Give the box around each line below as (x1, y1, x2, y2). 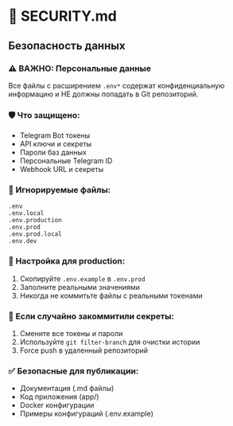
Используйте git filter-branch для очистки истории (19, 338, 200, 347)
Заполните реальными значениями (19, 282, 141, 291)
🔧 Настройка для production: (8, 256, 126, 267)
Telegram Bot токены (19, 131, 91, 140)
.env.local (8, 209, 45, 217)
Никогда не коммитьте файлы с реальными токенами (19, 291, 203, 300)
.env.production (8, 217, 62, 225)
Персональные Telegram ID (19, 156, 113, 166)
